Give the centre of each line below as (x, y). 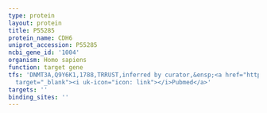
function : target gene (46, 68)
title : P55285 (32, 30)
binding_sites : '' (39, 97)
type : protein (32, 16)
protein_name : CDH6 (41, 38)
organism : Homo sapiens (48, 60)
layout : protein (35, 23)
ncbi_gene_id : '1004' (44, 53)
